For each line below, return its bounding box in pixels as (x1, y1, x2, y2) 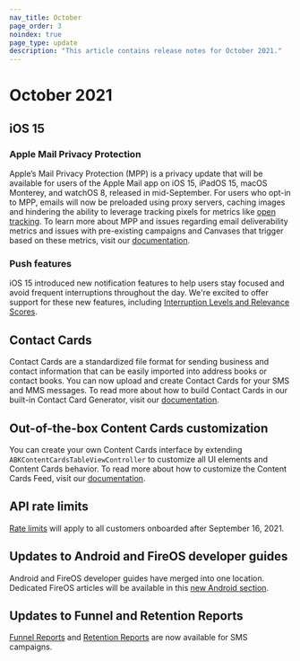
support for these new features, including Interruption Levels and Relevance (9, 297, 290, 308)
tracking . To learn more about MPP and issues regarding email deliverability (9, 216, 288, 226)
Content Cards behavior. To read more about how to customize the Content (9, 463, 287, 474)
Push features (9, 257, 72, 269)
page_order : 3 (9, 22, 63, 31)
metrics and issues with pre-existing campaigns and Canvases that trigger (9, 225, 284, 236)
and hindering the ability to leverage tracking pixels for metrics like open (9, 207, 276, 216)
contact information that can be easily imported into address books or (9, 366, 267, 377)
